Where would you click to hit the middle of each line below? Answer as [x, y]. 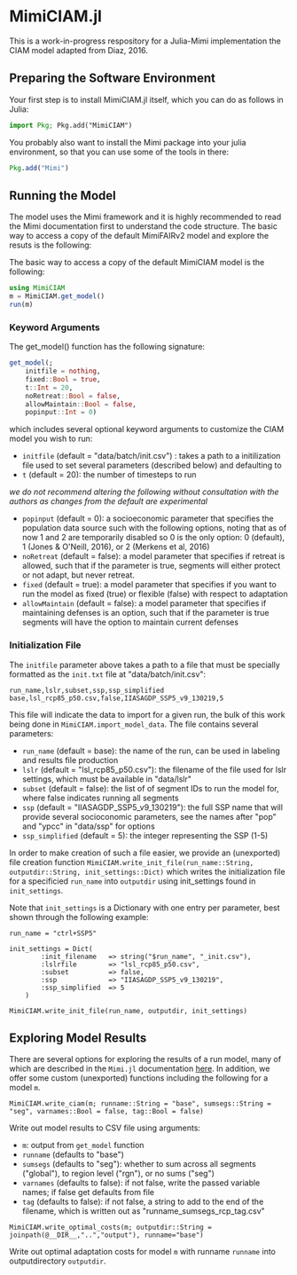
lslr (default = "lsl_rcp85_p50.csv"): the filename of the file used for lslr [154, 769]
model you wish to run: [51, 439]
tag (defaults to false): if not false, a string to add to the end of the [143, 1202]
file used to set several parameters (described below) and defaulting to [152, 465]
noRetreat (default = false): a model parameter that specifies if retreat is [153, 556]
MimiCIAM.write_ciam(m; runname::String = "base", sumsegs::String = [141, 1104]
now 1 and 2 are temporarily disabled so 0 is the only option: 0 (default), [153, 538]
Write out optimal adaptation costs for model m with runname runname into [143, 1252]
